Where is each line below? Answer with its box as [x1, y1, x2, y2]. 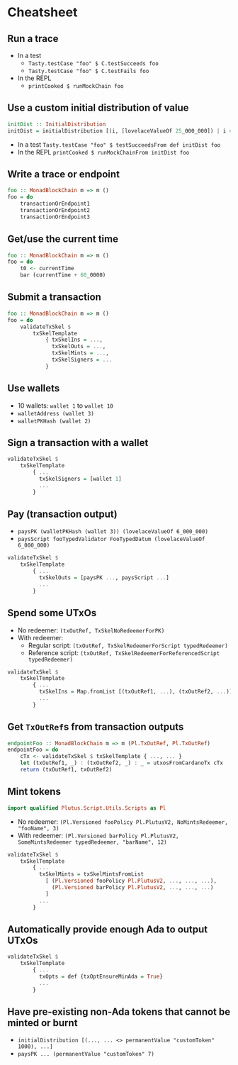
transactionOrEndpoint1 [20, 200, 91, 208]
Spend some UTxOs [7, 607, 97, 619]
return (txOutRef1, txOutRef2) [20, 766, 113, 774]
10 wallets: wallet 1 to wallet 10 [17, 401, 113, 410]
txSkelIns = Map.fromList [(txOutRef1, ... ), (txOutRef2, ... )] [38, 688, 233, 696]
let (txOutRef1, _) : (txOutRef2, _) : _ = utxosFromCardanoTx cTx [20, 759, 223, 766]
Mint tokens [7, 786, 62, 798]
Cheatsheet [7, 4, 78, 21]
